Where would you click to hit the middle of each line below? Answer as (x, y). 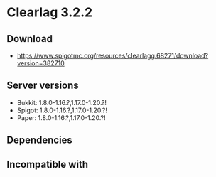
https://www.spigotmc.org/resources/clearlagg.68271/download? (113, 55)
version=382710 (40, 63)
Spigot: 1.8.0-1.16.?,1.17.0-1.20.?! (62, 110)
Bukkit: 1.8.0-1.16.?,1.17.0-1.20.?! (62, 102)
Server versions (43, 86)
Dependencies (39, 140)
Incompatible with (48, 164)
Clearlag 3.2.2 (50, 12)
